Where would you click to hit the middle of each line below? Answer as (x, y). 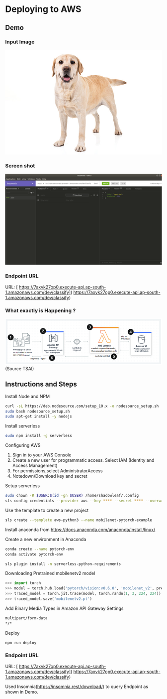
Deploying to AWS (43, 9)
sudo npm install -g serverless (39, 436)
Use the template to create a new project (47, 510)
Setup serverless (23, 486)
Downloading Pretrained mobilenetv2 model (50, 573)
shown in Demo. (22, 692)
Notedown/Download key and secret (50, 476)
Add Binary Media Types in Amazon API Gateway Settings (64, 608)
